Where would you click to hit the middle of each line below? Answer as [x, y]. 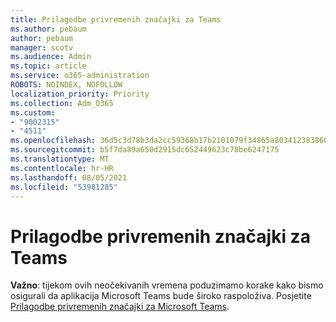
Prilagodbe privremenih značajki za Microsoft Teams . [120, 307]
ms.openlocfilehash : [53, 141]
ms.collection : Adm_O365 [62, 103]
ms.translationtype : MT [60, 159]
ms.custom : [33, 112]
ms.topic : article [48, 66]
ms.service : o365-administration [80, 76]
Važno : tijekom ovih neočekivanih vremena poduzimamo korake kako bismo [167, 285]
